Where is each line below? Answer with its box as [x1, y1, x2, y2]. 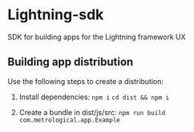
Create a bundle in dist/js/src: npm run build [18, 107, 166, 117]
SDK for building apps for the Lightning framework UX [7, 32, 186, 42]
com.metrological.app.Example [18, 116, 121, 124]
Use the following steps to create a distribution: [7, 76, 164, 86]
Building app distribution [7, 55, 134, 69]
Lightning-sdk [7, 6, 104, 24]
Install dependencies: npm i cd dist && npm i [18, 92, 170, 102]
